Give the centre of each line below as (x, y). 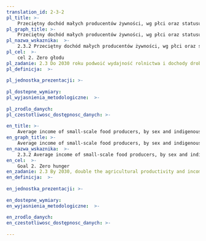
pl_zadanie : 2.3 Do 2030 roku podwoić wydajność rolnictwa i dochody (97, 63)
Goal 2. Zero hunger (44, 166)
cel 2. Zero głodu (41, 58)
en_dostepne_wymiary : (34, 200)
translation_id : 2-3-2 (35, 12)
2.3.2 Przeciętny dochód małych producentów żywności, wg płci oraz (107, 47)
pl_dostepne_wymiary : (34, 92)
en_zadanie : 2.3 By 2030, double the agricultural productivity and (96, 172)
